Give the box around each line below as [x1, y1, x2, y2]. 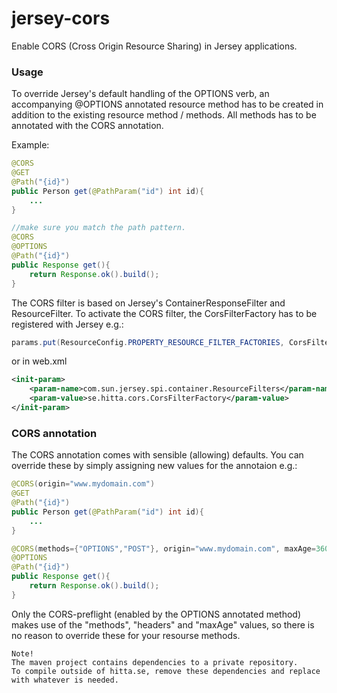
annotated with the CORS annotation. [11, 120, 164, 132]
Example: [11, 139, 50, 151]
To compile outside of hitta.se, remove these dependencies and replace [11, 666, 321, 676]
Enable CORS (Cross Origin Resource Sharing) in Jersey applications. [11, 40, 298, 52]
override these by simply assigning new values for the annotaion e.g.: [11, 460, 298, 472]
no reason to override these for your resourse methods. [11, 629, 241, 641]
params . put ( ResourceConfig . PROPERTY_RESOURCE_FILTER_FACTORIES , [11, 337, 285, 347]
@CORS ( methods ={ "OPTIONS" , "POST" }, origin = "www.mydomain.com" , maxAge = [11, 543, 316, 554]
